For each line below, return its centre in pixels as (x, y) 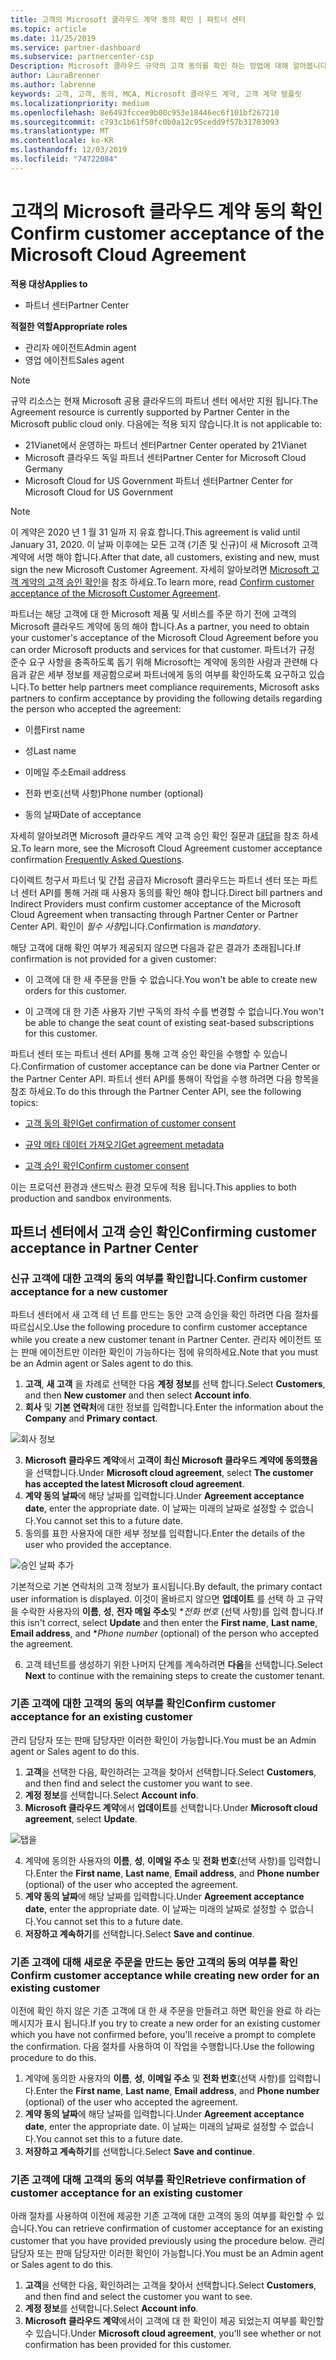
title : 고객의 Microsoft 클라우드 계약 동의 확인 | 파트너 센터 (128, 19)
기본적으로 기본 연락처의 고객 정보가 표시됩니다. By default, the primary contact (166, 1587)
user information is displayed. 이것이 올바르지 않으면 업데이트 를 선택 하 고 (157, 1599)
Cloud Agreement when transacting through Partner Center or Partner (154, 914)
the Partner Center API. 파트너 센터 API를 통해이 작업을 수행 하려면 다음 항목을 (165, 1078)
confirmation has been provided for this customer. (128, 2345)
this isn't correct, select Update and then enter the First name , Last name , (164, 1623)
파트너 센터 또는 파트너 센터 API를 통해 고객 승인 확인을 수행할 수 (136, 1053)
